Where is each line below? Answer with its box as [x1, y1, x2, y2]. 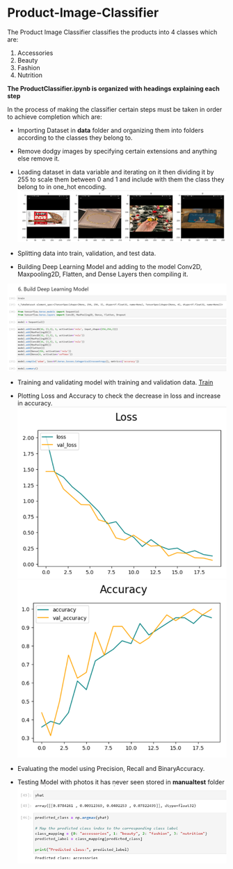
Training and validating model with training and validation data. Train [17, 378, 214, 387]
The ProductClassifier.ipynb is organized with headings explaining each [7, 84, 220, 92]
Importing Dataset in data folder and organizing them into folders [17, 126, 204, 134]
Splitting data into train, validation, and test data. [17, 249, 156, 257]
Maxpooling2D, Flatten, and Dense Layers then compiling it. [17, 270, 188, 278]
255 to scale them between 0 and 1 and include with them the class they [17, 175, 225, 184]
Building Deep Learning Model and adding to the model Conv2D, [17, 262, 202, 270]
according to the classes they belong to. [17, 133, 133, 142]
